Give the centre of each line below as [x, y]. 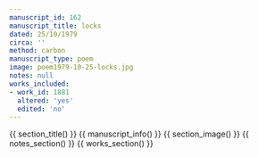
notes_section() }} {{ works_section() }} [81, 144]
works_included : [39, 84]
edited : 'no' [42, 109]
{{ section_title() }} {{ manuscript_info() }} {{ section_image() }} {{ [129, 134]
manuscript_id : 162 [46, 17]
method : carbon [37, 51]
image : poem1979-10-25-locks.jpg [71, 68]
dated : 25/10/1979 [43, 34]
